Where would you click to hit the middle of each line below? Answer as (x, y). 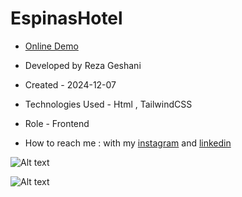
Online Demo (51, 46)
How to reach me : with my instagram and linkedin (128, 143)
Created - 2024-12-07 (70, 84)
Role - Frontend (57, 123)
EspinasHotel (66, 18)
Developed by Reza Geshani (83, 65)
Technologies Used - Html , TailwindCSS (108, 104)
